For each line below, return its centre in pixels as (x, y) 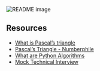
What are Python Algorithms (50, 55)
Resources (27, 28)
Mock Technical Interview (47, 62)
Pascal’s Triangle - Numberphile (54, 49)
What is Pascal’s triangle (45, 43)
